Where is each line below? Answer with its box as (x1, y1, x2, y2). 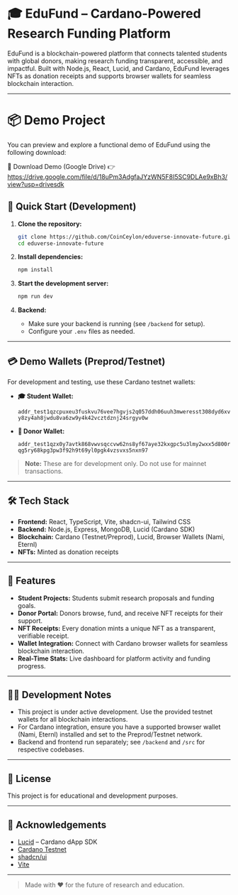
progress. (17, 661, 46, 670)
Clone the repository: (17, 219, 82, 228)
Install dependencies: (17, 253, 84, 261)
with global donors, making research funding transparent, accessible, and (7, 56, 223, 65)
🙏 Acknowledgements (7, 818, 107, 831)
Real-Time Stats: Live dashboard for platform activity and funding (17, 654, 211, 663)
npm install (17, 266, 53, 273)
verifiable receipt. (17, 631, 69, 640)
